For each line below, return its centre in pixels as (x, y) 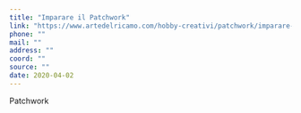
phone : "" (28, 34)
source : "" (30, 68)
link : (19, 26)
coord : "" (28, 59)
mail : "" (26, 42)
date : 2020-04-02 (42, 76)
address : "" (31, 51)
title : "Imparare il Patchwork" (69, 17)
